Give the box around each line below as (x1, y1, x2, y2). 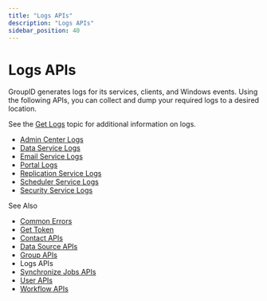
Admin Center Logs (19, 135, 84, 144)
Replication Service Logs (19, 169, 102, 178)
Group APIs (19, 250, 58, 260)
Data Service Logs (19, 143, 81, 153)
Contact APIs (19, 233, 64, 243)
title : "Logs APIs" (8, 11, 73, 20)
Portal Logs (19, 160, 58, 170)
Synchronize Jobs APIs (19, 268, 96, 277)
